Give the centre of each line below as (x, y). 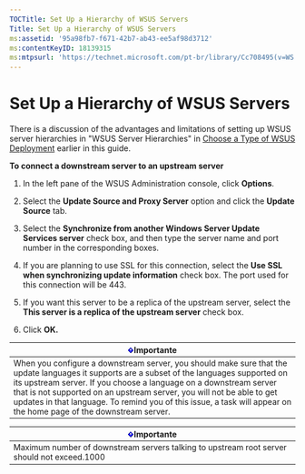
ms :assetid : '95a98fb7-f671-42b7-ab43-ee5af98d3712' (111, 38)
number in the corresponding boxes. (91, 248)
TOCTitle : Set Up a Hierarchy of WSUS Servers (99, 19)
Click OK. (40, 330)
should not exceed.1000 (59, 457)
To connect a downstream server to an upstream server (117, 166)
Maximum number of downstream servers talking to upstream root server (150, 448)
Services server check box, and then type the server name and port (151, 238)
